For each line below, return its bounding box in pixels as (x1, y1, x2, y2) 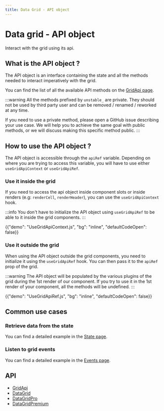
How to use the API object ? (5, 142, 91, 150)
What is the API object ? (5, 59, 80, 67)
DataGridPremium (12, 401, 49, 407)
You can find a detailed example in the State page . (5, 334, 108, 340)
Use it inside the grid (5, 178, 56, 185)
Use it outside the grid (5, 242, 59, 249)
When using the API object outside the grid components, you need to (5, 253, 146, 259)
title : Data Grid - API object (5, 7, 70, 12)
